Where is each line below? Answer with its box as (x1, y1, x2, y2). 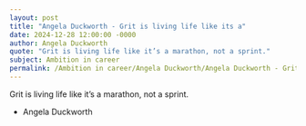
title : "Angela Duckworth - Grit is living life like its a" (9, 22, 247, 31)
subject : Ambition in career (9, 55, 120, 64)
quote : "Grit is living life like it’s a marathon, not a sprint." (9, 47, 271, 56)
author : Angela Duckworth (9, 38, 107, 48)
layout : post (9, 13, 59, 23)
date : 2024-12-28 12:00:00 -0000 (9, 30, 137, 39)
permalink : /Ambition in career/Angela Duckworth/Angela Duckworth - (9, 64, 280, 73)
